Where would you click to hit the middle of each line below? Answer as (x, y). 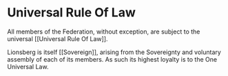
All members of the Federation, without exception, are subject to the (104, 31)
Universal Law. (28, 66)
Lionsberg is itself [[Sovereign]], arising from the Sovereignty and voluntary (114, 52)
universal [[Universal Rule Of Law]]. (58, 38)
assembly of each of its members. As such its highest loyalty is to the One (112, 59)
